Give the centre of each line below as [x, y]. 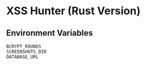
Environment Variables [50, 33]
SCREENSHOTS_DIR [26, 52]
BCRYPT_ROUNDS [24, 46]
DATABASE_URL [22, 57]
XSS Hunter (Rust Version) [73, 11]
